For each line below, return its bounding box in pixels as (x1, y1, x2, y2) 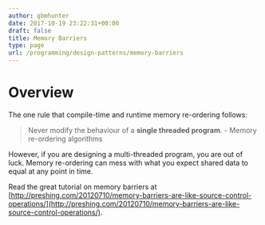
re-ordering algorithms (27, 134, 103, 143)
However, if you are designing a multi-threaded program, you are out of (8, 149, 243, 159)
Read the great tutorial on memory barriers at (8, 182, 157, 191)
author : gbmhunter (8, 11, 69, 20)
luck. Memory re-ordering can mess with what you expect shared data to (8, 158, 249, 167)
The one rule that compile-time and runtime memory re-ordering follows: (8, 110, 247, 119)
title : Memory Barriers (8, 34, 88, 42)
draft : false (8, 26, 52, 34)
